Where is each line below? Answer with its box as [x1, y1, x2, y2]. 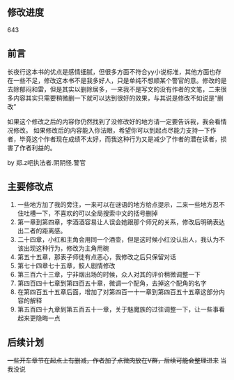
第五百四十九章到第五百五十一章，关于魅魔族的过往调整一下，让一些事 [17, 305, 219, 314]
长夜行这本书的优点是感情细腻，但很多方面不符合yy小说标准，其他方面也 [7, 67, 216, 75]
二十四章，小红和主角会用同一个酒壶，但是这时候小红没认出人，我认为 [17, 235, 219, 244]
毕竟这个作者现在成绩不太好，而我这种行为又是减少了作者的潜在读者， [19, 135, 221, 143]
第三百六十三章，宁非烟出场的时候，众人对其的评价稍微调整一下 [17, 270, 201, 279]
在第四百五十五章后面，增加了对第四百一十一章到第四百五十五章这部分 [17, 288, 219, 296]
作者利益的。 [19, 143, 56, 152]
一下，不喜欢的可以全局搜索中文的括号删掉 [36, 209, 158, 218]
